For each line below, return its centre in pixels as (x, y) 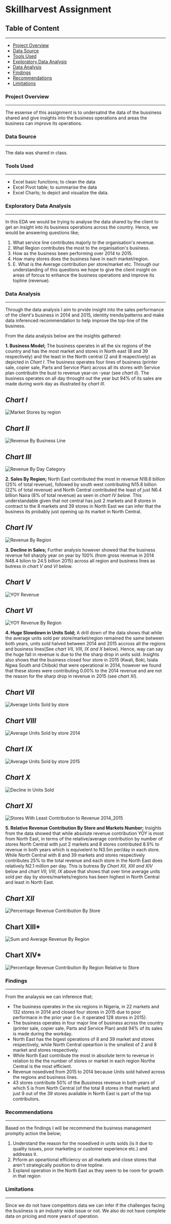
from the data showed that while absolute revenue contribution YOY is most (84, 833)
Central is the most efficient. (42, 1067)
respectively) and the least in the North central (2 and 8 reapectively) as (81, 357)
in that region (26, 1176)
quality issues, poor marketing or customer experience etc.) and (80, 1149)
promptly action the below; (34, 1134)
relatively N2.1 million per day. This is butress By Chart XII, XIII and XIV (79, 866)
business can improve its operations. (44, 123)
